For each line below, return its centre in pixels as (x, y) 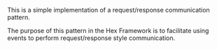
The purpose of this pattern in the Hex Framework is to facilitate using (108, 31)
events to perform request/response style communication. (91, 38)
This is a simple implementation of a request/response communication (108, 10)
